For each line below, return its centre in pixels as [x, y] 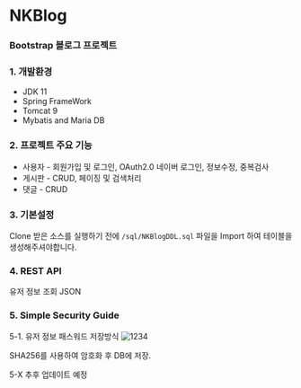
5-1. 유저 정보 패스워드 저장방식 [64, 336]
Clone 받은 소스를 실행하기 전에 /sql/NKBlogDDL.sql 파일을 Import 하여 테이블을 [151, 236]
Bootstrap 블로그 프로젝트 [63, 46]
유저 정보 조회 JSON [45, 292]
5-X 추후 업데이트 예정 [49, 375]
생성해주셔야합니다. [43, 247]
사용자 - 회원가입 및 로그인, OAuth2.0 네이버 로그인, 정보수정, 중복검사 [146, 166]
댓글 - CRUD [45, 189]
